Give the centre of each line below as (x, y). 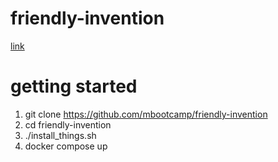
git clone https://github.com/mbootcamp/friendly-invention (146, 114)
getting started (74, 86)
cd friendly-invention (68, 124)
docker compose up (66, 146)
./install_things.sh (60, 135)
